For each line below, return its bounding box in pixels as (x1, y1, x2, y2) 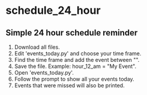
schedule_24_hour (5, 4, 101, 17)
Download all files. (14, 43, 61, 51)
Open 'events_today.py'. (14, 69, 74, 76)
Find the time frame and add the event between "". (14, 57, 140, 63)
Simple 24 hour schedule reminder (5, 28, 138, 38)
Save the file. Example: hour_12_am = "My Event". (14, 63, 136, 70)
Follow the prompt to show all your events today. (14, 76, 134, 82)
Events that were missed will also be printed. (14, 82, 125, 89)
